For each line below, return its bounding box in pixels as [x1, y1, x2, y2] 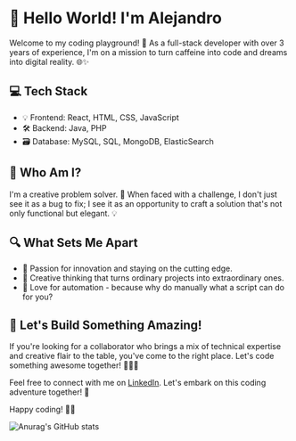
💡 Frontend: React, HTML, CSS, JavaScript [21, 111, 180, 123]
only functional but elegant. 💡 [9, 208, 118, 218]
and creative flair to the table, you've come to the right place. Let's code [9, 351, 275, 362]
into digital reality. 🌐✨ [9, 56, 89, 67]
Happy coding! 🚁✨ [9, 404, 76, 415]
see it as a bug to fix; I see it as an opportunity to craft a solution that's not [9, 198, 283, 208]
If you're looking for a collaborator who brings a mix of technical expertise [9, 341, 282, 352]
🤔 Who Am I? [9, 165, 82, 181]
